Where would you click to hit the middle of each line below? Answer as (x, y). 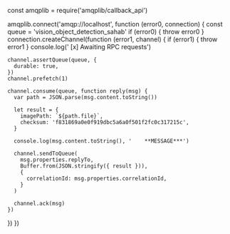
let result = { (36, 110)
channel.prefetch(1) (38, 78)
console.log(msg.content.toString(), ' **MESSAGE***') (102, 141)
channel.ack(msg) (40, 203)
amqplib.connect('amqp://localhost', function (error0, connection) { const (115, 24)
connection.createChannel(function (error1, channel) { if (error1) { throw (113, 39)
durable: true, (36, 66)
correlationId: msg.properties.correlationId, (96, 178)
